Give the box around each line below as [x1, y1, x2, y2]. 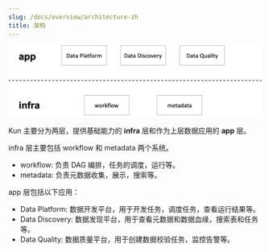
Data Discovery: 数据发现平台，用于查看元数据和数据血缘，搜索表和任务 [19, 214, 259, 224]
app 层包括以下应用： [8, 187, 80, 196]
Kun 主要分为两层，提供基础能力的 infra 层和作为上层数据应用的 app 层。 [8, 126, 251, 135]
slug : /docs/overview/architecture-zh [8, 13, 139, 21]
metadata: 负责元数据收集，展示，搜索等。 [19, 170, 162, 180]
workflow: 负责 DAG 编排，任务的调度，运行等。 [19, 159, 180, 169]
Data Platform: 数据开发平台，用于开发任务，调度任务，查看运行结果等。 [19, 204, 260, 213]
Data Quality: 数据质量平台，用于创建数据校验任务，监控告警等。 [19, 234, 235, 244]
